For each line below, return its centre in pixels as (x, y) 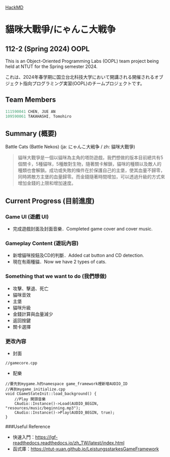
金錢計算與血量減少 (33, 314)
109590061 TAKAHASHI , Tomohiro (38, 116)
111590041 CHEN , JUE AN (31, 111)
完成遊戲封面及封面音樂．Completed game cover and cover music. (82, 229)
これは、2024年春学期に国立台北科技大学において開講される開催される (80, 77)
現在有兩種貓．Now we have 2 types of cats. (60, 262)
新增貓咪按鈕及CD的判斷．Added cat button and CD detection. (78, 256)
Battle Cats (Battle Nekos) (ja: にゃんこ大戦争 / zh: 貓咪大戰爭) (70, 147)
